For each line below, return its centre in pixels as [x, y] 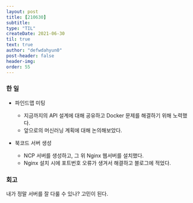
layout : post [22, 12]
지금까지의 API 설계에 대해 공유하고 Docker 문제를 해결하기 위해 [97, 115]
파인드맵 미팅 [30, 103]
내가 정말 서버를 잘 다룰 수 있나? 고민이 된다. [57, 194]
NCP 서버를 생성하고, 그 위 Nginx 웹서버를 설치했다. [84, 156]
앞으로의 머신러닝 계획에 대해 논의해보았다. [73, 130]
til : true [18, 39]
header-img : [21, 61]
